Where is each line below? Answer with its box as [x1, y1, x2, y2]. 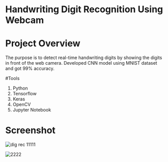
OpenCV [12, 101, 31, 107]
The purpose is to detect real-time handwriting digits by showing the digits [5, 55, 162, 61]
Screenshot [5, 125, 56, 136]
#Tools [5, 75, 20, 82]
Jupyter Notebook [12, 107, 51, 113]
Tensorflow [12, 91, 37, 97]
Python [12, 85, 28, 91]
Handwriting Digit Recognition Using [5, 4, 163, 15]
